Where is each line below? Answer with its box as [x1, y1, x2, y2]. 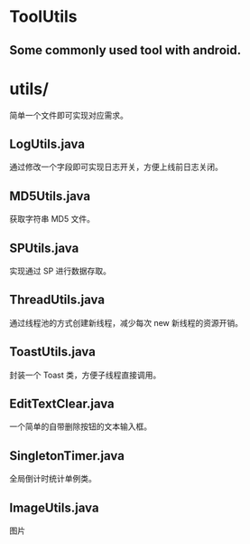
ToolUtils [9, 6, 79, 27]
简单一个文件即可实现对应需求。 [9, 110, 128, 120]
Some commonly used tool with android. [9, 43, 242, 58]
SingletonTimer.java [9, 448, 125, 463]
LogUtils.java [9, 136, 86, 151]
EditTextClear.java [9, 396, 115, 411]
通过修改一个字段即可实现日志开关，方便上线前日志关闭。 [9, 161, 223, 173]
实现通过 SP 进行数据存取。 [9, 265, 111, 276]
